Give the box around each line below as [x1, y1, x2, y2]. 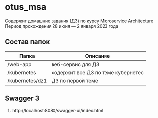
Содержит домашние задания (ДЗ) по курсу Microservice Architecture [5, 18, 154, 24]
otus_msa [5, 1, 47, 13]
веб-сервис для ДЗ [51, 61, 100, 68]
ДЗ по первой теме [51, 77, 98, 84]
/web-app [7, 61, 32, 68]
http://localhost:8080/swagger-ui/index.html [12, 107, 103, 113]
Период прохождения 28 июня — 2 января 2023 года [5, 23, 119, 29]
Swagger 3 [5, 94, 40, 103]
